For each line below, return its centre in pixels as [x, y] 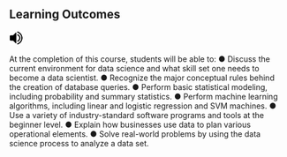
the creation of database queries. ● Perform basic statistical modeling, [138, 86]
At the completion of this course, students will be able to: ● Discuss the [140, 59]
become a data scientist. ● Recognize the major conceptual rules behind [142, 78]
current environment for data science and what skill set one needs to [134, 68]
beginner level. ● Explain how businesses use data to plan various [130, 124]
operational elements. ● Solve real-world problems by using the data [135, 134]
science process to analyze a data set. [79, 143]
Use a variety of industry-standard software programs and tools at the [137, 115]
